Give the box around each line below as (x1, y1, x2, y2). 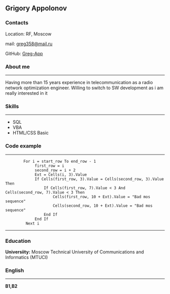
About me (5, 63, 30, 70)
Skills (5, 102, 19, 109)
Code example (5, 142, 41, 150)
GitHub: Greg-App (5, 50, 43, 56)
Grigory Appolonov (5, 4, 67, 13)
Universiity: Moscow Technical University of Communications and (5, 248, 144, 255)
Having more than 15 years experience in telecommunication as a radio (5, 79, 153, 85)
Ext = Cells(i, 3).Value (34, 172, 87, 177)
